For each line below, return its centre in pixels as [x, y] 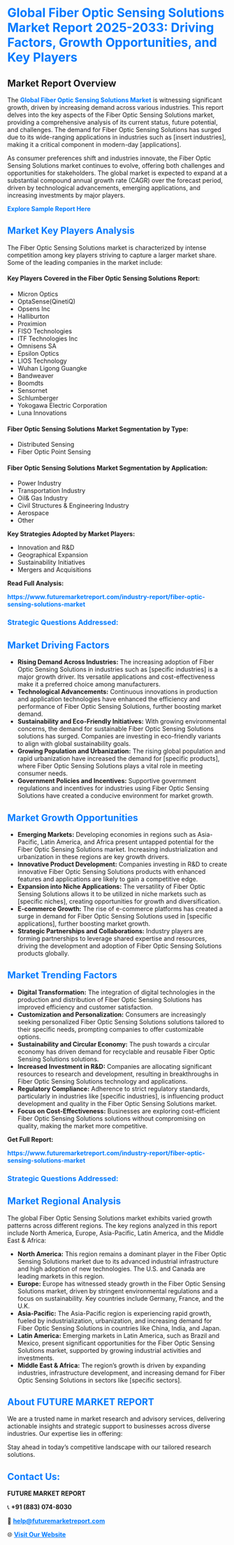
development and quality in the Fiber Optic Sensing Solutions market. [117, 1103]
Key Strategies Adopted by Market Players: [71, 534]
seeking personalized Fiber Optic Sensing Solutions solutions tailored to [121, 1021]
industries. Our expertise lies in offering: [65, 1434]
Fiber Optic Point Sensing [54, 452]
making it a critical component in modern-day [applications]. [94, 144]
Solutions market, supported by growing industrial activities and [109, 1350]
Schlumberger [38, 398]
